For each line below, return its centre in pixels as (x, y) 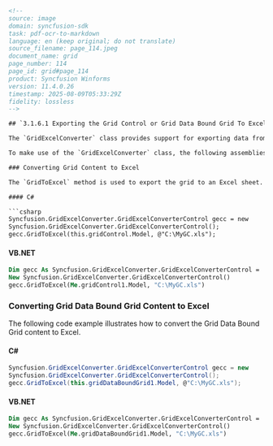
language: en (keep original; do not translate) (92, 41)
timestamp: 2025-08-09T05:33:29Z (65, 94)
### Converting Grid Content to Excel (74, 167)
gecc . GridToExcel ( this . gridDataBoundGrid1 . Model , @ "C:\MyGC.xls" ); (125, 383)
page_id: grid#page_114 (49, 71)
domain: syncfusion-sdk (49, 26)
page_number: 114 (38, 64)
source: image (32, 18)
